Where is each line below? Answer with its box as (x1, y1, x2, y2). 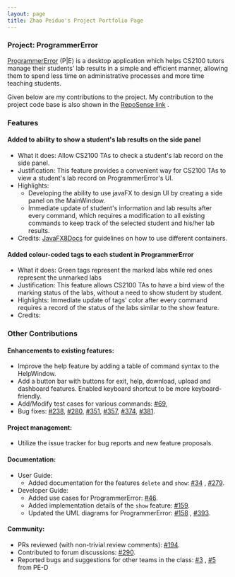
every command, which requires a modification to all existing (28, 211, 205, 219)
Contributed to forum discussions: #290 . (17, 548, 136, 556)
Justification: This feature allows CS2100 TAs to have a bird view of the (17, 281, 224, 290)
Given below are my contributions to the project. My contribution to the (7, 93, 214, 101)
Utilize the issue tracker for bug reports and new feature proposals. (17, 439, 213, 447)
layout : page (7, 10, 46, 18)
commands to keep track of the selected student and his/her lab (28, 219, 215, 227)
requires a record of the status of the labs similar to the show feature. (17, 304, 219, 312)
